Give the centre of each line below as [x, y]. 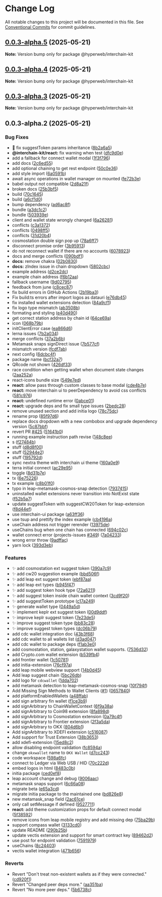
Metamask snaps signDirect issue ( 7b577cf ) [56, 344]
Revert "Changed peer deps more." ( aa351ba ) [57, 884]
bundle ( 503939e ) [30, 215]
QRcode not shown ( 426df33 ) [42, 364]
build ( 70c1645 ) [28, 194]
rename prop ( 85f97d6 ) [35, 416]
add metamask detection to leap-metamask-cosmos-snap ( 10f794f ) [80, 686]
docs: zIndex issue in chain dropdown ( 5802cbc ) [61, 267]
